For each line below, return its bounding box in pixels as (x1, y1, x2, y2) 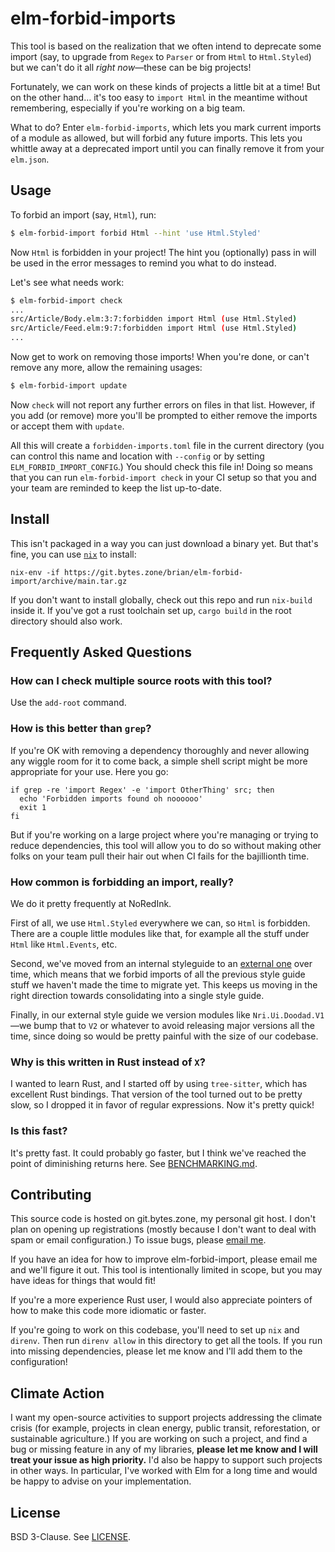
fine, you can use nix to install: (10, 548, 137, 560)
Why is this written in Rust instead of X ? (10, 1055, 206, 1069)
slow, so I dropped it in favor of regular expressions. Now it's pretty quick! (10, 1099, 315, 1111)
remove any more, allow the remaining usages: (10, 362, 203, 373)
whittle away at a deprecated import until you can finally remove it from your (10, 142, 325, 154)
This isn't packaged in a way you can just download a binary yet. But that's (10, 537, 319, 549)
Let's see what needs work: (10, 276, 125, 288)
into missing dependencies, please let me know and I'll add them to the (10, 1345, 303, 1357)
